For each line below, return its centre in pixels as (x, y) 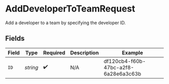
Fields (15, 38)
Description (84, 52)
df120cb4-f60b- (125, 61)
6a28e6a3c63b (122, 73)
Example (133, 52)
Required (54, 52)
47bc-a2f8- (119, 67)
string (31, 67)
